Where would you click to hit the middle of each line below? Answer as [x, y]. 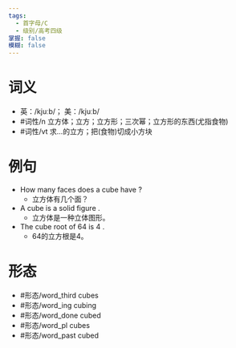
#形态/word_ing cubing [58, 305]
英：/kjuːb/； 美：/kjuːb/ [60, 111]
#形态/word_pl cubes [55, 325]
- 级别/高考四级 [39, 30]
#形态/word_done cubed [61, 315]
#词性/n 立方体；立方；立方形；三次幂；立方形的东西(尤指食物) [124, 122]
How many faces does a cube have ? [81, 190]
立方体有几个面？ [60, 199]
